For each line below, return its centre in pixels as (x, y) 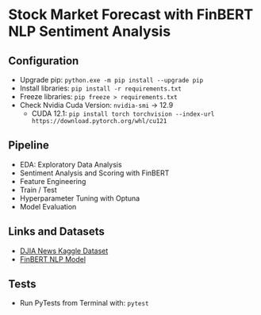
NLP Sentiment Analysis (90, 31)
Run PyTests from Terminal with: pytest (84, 303)
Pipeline (29, 146)
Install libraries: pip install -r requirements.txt (101, 88)
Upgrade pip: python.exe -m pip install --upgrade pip (111, 80)
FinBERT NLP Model (52, 259)
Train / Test (38, 190)
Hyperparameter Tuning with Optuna (80, 198)
